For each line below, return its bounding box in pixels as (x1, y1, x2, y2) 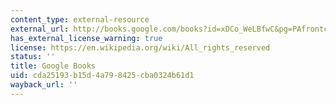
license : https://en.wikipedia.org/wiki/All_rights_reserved (10, 42, 271, 53)
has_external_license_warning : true (10, 33, 163, 43)
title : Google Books (10, 61, 97, 71)
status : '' (10, 52, 56, 62)
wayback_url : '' (10, 80, 78, 90)
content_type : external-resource (10, 14, 150, 25)
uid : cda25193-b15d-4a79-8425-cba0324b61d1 (10, 71, 195, 81)
